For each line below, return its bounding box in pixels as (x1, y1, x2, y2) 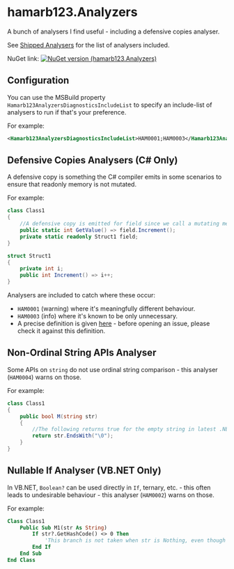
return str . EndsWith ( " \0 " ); (32, 432, 114, 440)
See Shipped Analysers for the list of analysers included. (7, 40, 170, 49)
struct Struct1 (7, 252, 52, 259)
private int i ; (19, 265, 64, 272)
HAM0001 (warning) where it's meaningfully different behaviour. (17, 304, 196, 313)
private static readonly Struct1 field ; (19, 233, 139, 240)
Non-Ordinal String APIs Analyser (7, 347, 157, 359)
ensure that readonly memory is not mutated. (7, 180, 137, 189)
